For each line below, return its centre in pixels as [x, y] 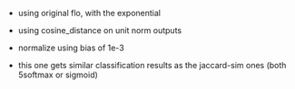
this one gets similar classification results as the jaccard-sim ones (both [152, 65]
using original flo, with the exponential [89, 13]
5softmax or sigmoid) [58, 75]
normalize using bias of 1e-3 [71, 48]
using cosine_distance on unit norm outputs [100, 30]
